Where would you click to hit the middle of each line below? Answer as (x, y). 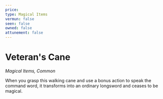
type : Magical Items (27, 14)
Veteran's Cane (38, 57)
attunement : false (24, 33)
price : (12, 10)
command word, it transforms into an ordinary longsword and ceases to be (81, 86)
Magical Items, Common (30, 71)
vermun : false (20, 19)
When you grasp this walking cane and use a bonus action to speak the (78, 80)
